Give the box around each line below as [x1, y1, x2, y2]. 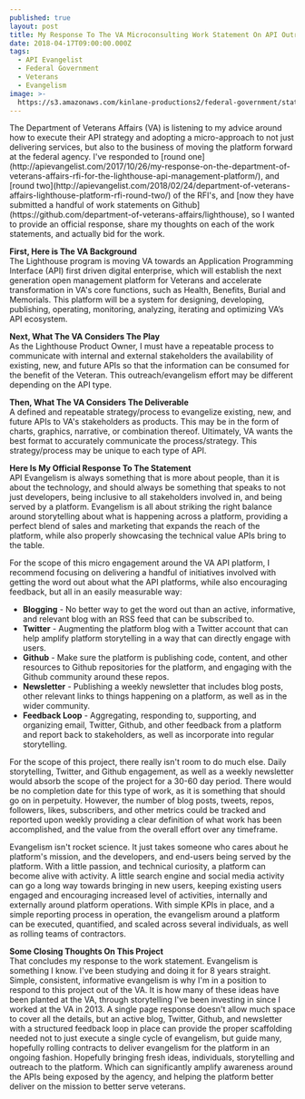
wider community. [22, 701, 91, 711]
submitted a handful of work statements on [9, 200, 171, 211]
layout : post [9, 22, 59, 31]
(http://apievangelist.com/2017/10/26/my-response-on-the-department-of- [9, 161, 290, 172]
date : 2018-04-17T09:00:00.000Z [9, 38, 132, 48]
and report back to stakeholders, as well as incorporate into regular [22, 730, 275, 741]
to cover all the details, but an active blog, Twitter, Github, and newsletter [9, 1014, 283, 1025]
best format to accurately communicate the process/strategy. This [9, 436, 257, 446]
